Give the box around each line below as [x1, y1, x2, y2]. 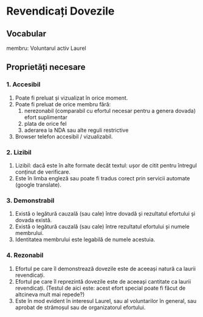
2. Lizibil [6, 148, 32, 156]
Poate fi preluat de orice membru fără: [15, 100, 111, 107]
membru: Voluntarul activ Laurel [6, 44, 86, 52]
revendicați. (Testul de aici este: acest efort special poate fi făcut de [15, 284, 186, 291]
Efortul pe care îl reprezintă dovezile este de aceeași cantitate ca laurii [15, 278, 191, 285]
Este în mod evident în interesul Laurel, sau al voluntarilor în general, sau [15, 297, 196, 304]
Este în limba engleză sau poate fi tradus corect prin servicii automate [15, 174, 190, 182]
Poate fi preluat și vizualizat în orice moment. [15, 94, 128, 101]
